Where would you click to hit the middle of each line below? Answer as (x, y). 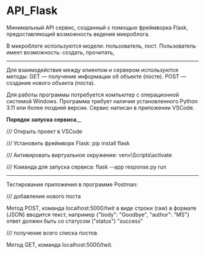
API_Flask (32, 11)
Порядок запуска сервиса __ (44, 119)
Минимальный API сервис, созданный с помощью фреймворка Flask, (97, 27)
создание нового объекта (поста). (51, 82)
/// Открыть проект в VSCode (44, 131)
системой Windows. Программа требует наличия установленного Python (102, 101)
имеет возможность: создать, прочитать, (60, 52)
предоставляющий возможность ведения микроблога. (78, 34)
